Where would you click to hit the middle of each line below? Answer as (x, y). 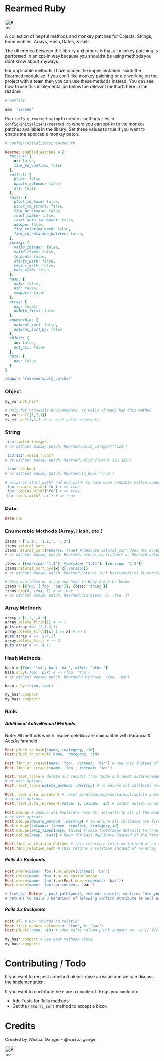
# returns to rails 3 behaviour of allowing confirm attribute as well (79, 898)
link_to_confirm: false (38, 166)
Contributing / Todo (46, 963)
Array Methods (23, 608)
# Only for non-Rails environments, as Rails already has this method (78, 410)
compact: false (29, 293)
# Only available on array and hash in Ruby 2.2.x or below (68, 582)
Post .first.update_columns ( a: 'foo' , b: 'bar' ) (54, 926)
